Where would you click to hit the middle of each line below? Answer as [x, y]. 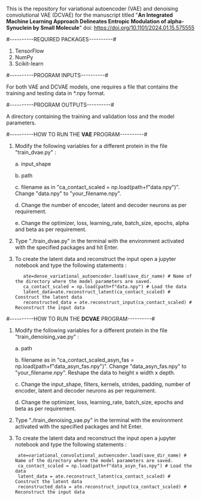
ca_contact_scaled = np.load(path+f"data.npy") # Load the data [105, 287]
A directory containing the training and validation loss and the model [90, 116]
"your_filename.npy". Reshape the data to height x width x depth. [95, 373]
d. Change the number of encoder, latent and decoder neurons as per [101, 205]
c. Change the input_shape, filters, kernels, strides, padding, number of [103, 384]
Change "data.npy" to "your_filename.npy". [68, 193]
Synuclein [19, 28]
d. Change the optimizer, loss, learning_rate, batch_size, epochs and [99, 402]
